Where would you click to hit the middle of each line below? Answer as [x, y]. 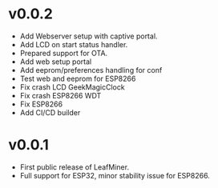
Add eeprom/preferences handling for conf [91, 70]
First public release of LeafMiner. [75, 167]
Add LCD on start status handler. [74, 44]
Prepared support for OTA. [64, 53]
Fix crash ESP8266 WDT [61, 95]
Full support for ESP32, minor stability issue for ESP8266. [115, 175]
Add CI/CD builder [50, 112]
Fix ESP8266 [41, 104]
